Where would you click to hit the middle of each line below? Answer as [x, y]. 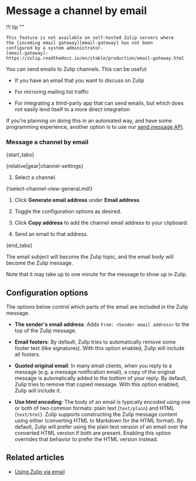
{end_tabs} [19, 245]
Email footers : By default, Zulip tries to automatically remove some [95, 342]
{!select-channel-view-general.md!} [49, 189]
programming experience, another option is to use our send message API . [95, 126]
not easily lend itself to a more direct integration [72, 109]
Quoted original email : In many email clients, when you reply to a [93, 366]
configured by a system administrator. [55, 48]
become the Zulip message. [39, 263]
